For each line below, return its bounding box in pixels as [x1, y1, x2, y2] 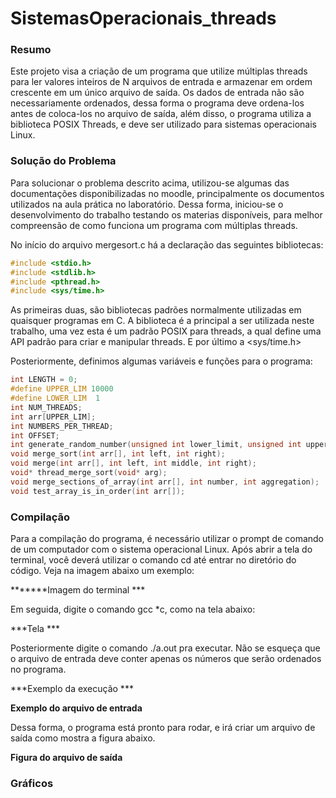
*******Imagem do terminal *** [10, 583, 146, 596]
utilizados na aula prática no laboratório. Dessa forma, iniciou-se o [10, 198, 284, 210]
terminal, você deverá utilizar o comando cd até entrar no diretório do [10, 553, 297, 566]
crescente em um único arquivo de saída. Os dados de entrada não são [10, 87, 305, 99]
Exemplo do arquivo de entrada [10, 702, 143, 714]
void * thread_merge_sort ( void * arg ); [10, 468, 168, 478]
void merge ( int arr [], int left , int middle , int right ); [10, 458, 257, 469]
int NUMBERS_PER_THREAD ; [10, 421, 114, 431]
